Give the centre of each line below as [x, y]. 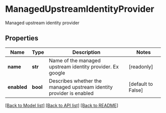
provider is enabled [71, 93]
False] [136, 90]
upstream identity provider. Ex [84, 67]
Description [86, 52]
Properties [22, 38]
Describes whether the [75, 81]
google [57, 73]
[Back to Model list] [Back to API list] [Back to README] [62, 105]
